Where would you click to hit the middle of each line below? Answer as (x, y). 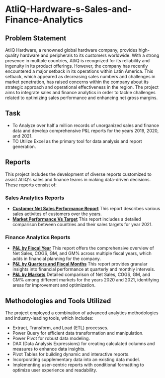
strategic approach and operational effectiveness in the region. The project (82, 87)
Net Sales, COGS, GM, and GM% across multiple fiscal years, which (82, 253)
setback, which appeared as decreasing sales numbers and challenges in (80, 76)
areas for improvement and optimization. (54, 285)
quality (12, 55)
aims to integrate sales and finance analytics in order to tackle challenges (80, 92)
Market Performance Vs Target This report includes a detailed (77, 219)
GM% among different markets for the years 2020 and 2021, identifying (85, 280)
